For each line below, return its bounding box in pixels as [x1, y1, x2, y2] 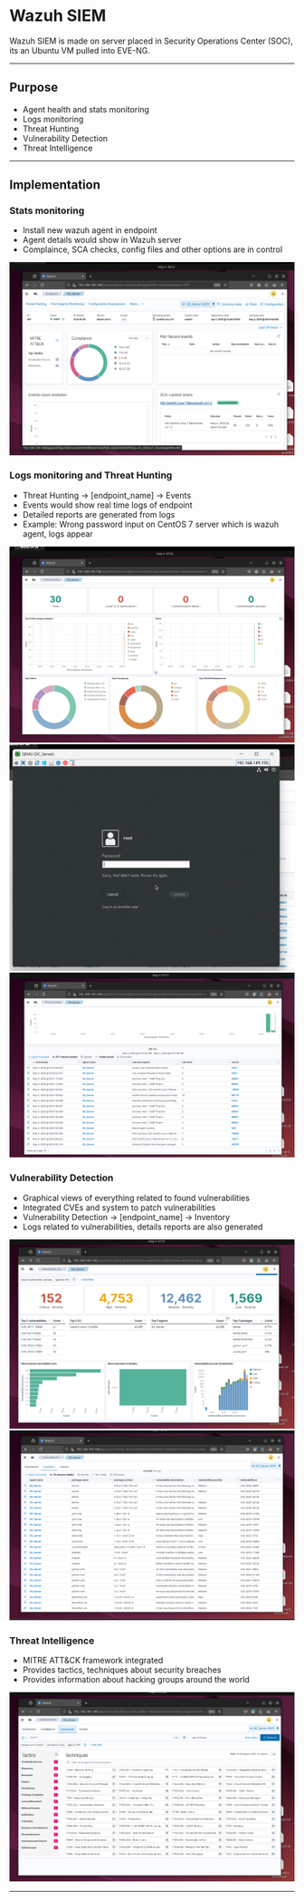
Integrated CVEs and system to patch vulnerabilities [22, 1202, 216, 1213]
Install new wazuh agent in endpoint [22, 225, 157, 236]
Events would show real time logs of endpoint [22, 499, 193, 510]
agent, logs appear [22, 528, 93, 539]
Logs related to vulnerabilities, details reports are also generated [22, 1221, 263, 1232]
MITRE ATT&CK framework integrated [22, 1655, 164, 1666]
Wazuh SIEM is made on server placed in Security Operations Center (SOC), [9, 35, 294, 46]
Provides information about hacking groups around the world [22, 1674, 251, 1685]
